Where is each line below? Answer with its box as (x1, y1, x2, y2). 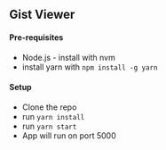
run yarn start (21, 121, 77, 131)
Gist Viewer (9, 7, 75, 22)
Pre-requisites (9, 31, 64, 43)
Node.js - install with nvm (21, 52, 115, 62)
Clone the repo (21, 102, 77, 112)
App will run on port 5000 (21, 129, 117, 141)
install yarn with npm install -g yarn (21, 62, 158, 72)
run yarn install (21, 111, 85, 121)
